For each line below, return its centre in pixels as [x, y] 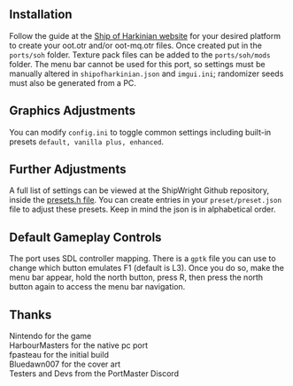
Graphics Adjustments [73, 111]
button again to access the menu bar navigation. [97, 287]
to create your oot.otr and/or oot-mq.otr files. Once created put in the [136, 45]
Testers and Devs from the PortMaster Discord [94, 374]
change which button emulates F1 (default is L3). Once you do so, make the [147, 268]
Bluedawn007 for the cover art [65, 364]
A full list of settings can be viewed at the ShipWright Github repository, [139, 190]
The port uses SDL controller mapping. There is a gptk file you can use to [143, 259]
